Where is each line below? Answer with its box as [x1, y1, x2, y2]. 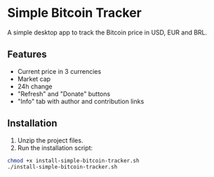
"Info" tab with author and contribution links [17, 97, 145, 105]
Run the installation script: [17, 143, 93, 152]
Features [7, 48, 47, 60]
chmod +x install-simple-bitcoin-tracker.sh [7, 157, 140, 164]
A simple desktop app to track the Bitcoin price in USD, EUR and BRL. [7, 28, 208, 37]
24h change [17, 82, 53, 91]
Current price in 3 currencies [17, 67, 102, 75]
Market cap [17, 74, 51, 83]
